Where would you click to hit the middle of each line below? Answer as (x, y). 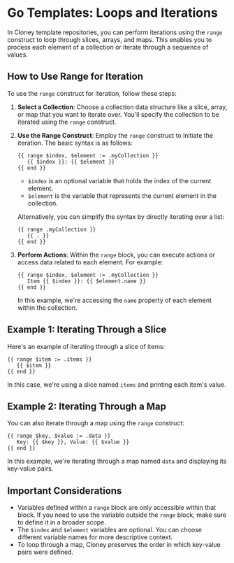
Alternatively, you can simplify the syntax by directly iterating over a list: (121, 216)
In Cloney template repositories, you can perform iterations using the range (115, 32)
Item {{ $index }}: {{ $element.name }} (87, 281)
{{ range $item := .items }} (50, 359)
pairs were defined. (45, 552)
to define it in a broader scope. (62, 522)
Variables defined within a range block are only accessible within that (117, 508)
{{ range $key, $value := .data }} (59, 436)
